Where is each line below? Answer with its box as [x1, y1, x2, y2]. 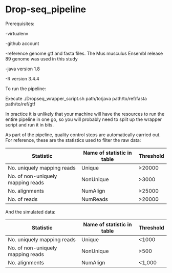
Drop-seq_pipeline [5, 4, 86, 15]
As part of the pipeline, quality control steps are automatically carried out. [5, 132, 161, 138]
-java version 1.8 [5, 66, 40, 72]
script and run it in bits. [5, 121, 54, 128]
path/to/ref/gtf [5, 101, 36, 107]
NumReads [81, 196, 109, 203]
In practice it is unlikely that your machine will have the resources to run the [5, 111, 165, 117]
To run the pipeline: [5, 86, 46, 92]
